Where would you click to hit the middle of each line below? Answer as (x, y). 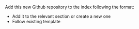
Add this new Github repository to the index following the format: (69, 7)
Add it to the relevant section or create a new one (61, 16)
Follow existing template (36, 22)
